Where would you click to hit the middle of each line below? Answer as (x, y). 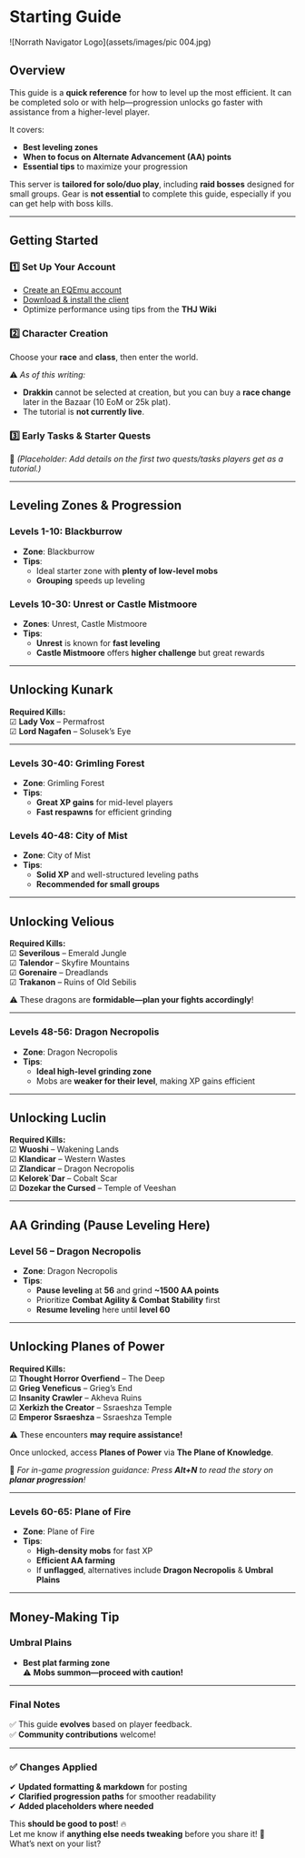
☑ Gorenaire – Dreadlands (59, 973)
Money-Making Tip (64, 1617)
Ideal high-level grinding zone (94, 1071)
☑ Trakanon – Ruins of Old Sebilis (73, 982)
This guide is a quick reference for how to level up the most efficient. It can (151, 92)
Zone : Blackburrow (59, 551)
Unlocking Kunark (61, 690)
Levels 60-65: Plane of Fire (70, 1511)
